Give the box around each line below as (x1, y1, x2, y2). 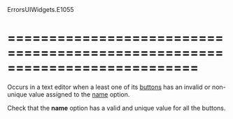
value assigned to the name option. (28, 90, 130, 99)
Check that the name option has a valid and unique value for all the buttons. (7, 104, 226, 112)
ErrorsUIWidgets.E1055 (7, 6, 75, 13)
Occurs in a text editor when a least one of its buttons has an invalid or (7, 83, 211, 91)
